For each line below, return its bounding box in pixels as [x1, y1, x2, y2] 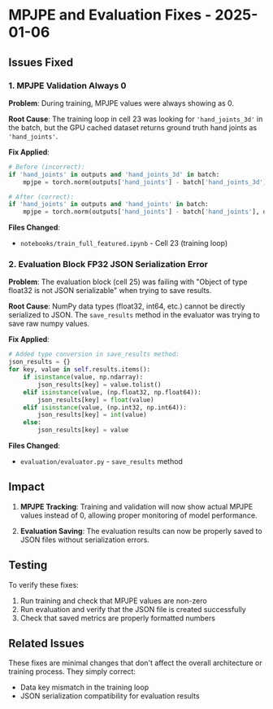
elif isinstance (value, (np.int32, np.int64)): [23, 403, 187, 412]
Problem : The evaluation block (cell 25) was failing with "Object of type [8, 277, 248, 287]
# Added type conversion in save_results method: [8, 350, 180, 359]
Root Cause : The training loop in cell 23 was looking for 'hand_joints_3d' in [8, 114, 263, 124]
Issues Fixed [8, 55, 74, 69]
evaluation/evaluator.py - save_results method [19, 457, 183, 466]
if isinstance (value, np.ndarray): [23, 373, 144, 382]
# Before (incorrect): [8, 163, 85, 171]
